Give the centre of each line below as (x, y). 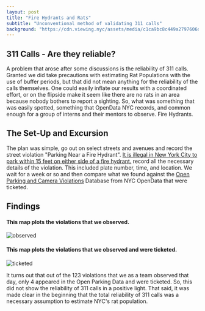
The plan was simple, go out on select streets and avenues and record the (99, 148)
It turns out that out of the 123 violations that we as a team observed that (98, 275)
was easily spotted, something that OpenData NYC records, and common (99, 108)
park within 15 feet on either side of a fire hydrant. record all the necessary (100, 161)
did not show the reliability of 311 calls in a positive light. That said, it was (98, 288)
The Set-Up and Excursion (57, 133)
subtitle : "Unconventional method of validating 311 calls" (85, 23)
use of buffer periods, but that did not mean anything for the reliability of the (102, 82)
